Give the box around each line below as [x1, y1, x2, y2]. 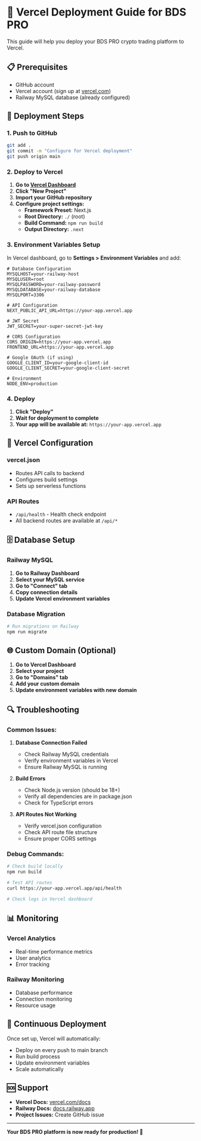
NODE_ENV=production [7, 380, 58, 387]
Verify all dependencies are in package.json [24, 793, 132, 800]
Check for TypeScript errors [24, 799, 94, 807]
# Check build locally [7, 863, 63, 869]
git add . [7, 143, 32, 149]
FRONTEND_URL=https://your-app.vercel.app [7, 344, 114, 350]
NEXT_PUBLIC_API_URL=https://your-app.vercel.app [7, 307, 133, 313]
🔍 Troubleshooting [7, 705, 79, 715]
